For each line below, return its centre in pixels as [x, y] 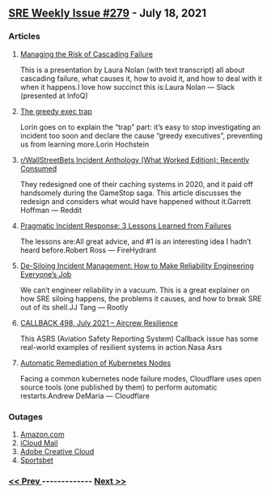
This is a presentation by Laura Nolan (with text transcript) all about [132, 70]
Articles [24, 36]
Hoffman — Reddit [51, 210]
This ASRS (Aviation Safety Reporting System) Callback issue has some [139, 339]
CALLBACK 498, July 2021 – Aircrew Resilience [99, 322]
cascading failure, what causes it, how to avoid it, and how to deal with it [141, 78]
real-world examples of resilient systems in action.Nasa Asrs [121, 347]
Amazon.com [42, 434]
